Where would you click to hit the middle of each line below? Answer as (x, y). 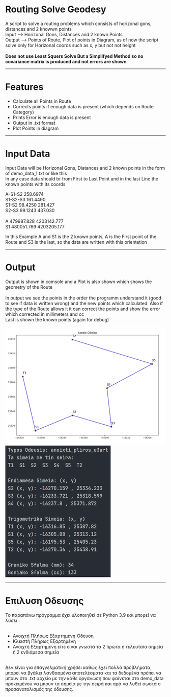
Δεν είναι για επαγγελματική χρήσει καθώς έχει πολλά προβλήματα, (78, 667)
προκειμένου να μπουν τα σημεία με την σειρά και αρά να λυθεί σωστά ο (83, 684)
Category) (23, 112)
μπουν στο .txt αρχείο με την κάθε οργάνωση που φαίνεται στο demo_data (84, 679)
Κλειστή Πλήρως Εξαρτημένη (44, 641)
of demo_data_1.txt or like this (36, 173)
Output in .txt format (34, 123)
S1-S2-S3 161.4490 (25, 199)
